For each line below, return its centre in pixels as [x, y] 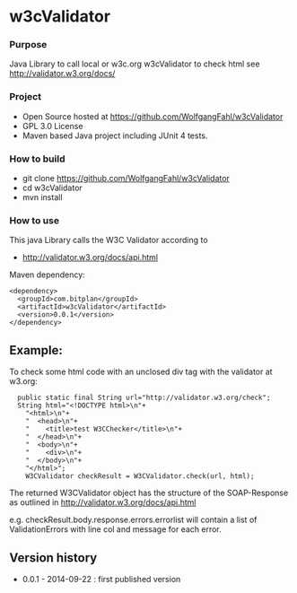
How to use [35, 220]
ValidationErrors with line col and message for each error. [115, 529]
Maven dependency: [47, 275]
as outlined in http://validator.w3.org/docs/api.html [103, 502]
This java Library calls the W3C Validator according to [109, 240]
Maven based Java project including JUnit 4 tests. [115, 135]
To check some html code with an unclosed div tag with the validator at [141, 372]
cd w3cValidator [52, 188]
